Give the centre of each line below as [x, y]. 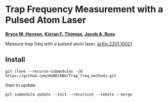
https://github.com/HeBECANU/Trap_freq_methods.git [61, 76]
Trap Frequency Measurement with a [84, 9]
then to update [20, 85]
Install [15, 60]
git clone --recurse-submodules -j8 [44, 71]
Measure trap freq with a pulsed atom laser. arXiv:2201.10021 [69, 43]
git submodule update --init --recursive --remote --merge [69, 94]
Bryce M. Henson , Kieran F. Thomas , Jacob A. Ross [60, 34]
